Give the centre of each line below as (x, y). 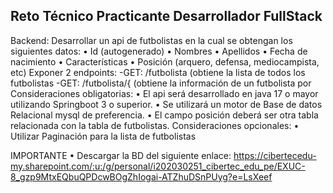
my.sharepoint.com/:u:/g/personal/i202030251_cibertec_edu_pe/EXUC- (158, 166)
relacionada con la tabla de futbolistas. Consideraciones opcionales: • (155, 125)
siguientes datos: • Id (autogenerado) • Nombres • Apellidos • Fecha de (159, 51)
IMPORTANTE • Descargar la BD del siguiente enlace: (121, 155)
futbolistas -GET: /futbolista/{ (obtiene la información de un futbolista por (161, 83)
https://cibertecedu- (275, 155)
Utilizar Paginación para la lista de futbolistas (103, 136)
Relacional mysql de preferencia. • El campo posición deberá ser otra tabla (164, 115)
